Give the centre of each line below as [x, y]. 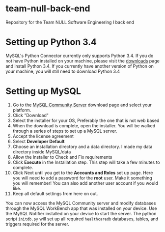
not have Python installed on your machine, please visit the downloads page [83, 61]
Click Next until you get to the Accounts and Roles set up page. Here [83, 173]
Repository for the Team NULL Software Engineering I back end [70, 22]
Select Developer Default [39, 141]
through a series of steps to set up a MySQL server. [65, 131]
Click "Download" [30, 115]
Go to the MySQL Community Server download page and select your [82, 105]
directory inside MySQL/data [42, 152]
